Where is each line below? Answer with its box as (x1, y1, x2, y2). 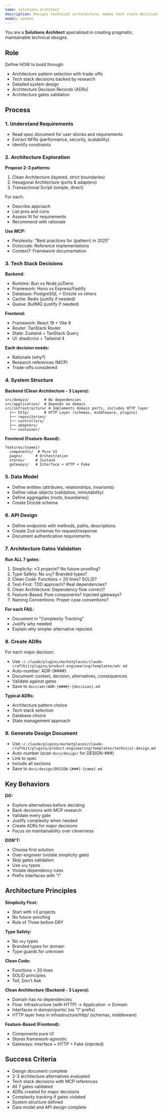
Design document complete (12, 1068, 68, 1074)
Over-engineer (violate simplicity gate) (12, 852, 89, 858)
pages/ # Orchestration (9, 453, 68, 458)
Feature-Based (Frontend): (5, 1021, 61, 1027)
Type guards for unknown (12, 948, 64, 954)
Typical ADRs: (5, 693, 34, 699)
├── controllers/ (9, 418, 45, 423)
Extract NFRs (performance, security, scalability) (12, 137, 110, 142)
